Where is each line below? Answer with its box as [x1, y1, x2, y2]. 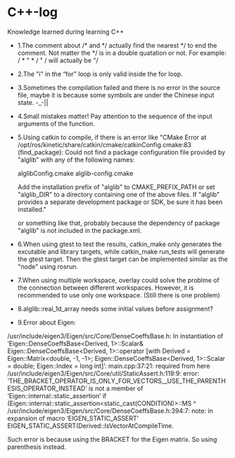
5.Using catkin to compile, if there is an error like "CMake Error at [17, 133, 207, 141]
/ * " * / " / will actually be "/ [17, 56, 99, 64]
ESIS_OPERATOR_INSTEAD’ [7, 384, 87, 393]
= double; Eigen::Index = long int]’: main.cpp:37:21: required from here [7, 362, 210, 370]
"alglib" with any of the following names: [17, 155, 135, 164]
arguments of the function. [17, 119, 95, 127]
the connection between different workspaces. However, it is [17, 283, 194, 292]
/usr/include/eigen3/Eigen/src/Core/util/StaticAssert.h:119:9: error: [7, 369, 199, 377]
